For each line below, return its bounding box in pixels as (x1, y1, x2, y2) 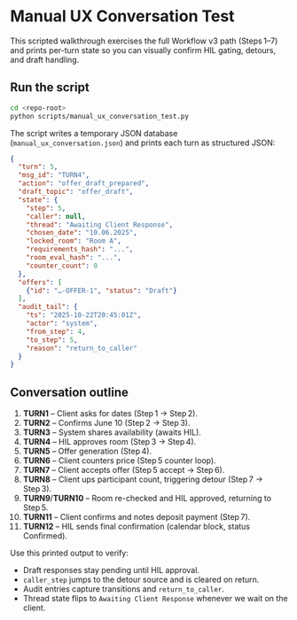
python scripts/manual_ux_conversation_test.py (10, 112, 190, 120)
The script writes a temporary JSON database (10, 128, 178, 138)
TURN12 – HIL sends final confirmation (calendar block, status (22, 521, 251, 532)
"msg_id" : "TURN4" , (18, 171, 90, 180)
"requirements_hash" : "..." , (26, 245, 134, 254)
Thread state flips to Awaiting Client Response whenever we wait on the (22, 593, 288, 604)
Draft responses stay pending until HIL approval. (22, 565, 200, 576)
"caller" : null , (26, 212, 87, 221)
